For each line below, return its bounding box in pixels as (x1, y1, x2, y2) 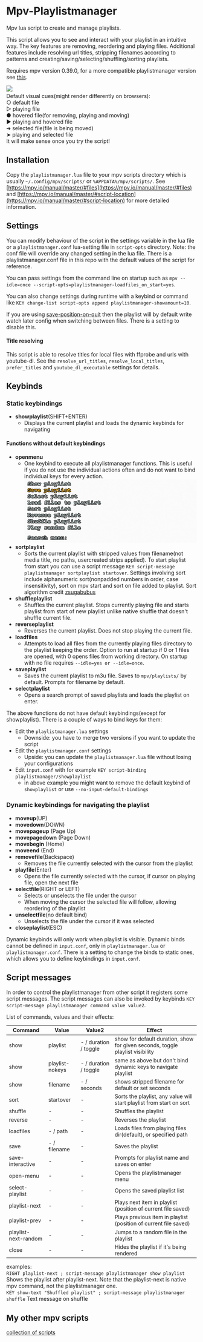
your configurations (24, 760, 74, 767)
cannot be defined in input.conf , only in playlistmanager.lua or (6, 942, 166, 949)
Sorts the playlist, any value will (114, 1093, 193, 1100)
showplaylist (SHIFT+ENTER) (14, 413, 88, 420)
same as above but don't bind (114, 1056, 188, 1064)
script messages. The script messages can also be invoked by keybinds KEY (6, 995, 195, 1002)
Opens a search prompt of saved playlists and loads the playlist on (24, 691, 190, 699)
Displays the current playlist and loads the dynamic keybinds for (24, 419, 184, 427)
